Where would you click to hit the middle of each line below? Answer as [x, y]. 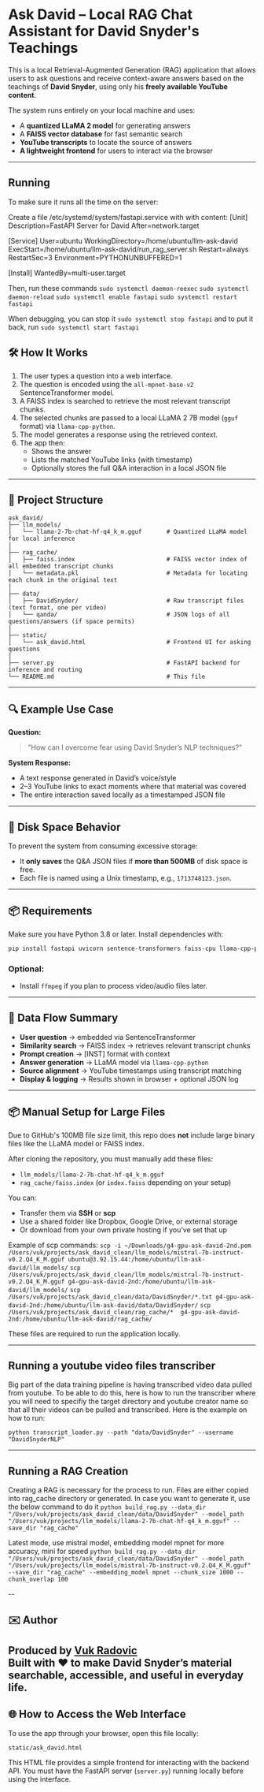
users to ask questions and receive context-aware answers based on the [126, 78]
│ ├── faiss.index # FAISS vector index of [128, 560]
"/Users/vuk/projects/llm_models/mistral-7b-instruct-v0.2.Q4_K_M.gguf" [130, 1566]
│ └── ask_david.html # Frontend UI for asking [130, 643]
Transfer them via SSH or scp [68, 1213]
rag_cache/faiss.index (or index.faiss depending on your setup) [125, 1182]
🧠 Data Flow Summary [63, 1018]
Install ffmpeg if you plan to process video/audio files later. [114, 985]
